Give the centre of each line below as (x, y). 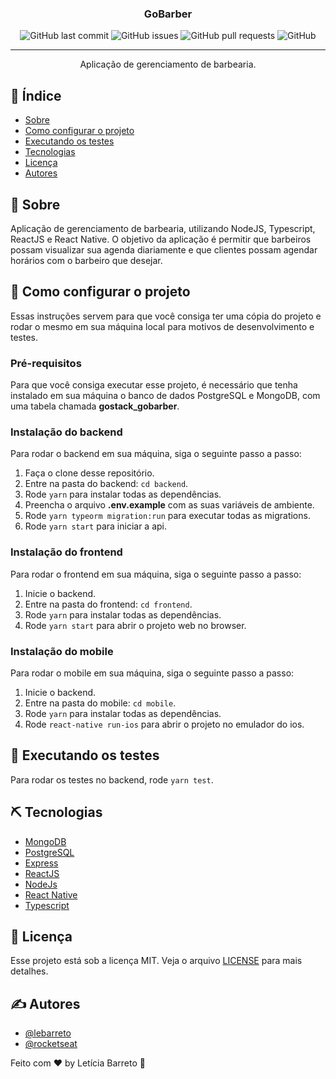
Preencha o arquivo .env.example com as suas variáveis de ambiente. (169, 505)
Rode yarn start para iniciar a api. (96, 526)
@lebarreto (48, 1033)
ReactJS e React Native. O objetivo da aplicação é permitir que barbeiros (161, 239)
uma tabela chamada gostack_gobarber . (95, 406)
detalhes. (29, 971)
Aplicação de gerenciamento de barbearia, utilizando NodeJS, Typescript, (163, 228)
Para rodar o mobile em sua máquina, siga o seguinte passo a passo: (152, 673)
